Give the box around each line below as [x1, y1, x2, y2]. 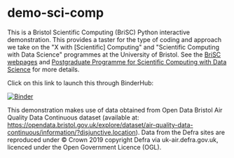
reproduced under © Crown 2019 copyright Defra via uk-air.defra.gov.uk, [7, 135, 219, 144]
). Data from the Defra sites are [135, 128, 226, 136]
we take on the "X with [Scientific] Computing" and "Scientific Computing [7, 43, 219, 51]
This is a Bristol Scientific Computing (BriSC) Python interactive [7, 28, 191, 36]
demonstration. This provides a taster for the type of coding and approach [7, 35, 222, 43]
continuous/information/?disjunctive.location [7, 128, 137, 136]
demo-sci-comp [7, 5, 104, 21]
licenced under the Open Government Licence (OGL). [7, 143, 162, 151]
